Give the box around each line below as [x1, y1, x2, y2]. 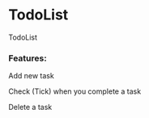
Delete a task [8, 103, 53, 112]
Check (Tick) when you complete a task [8, 86, 142, 96]
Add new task [8, 71, 54, 81]
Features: [8, 53, 47, 64]
